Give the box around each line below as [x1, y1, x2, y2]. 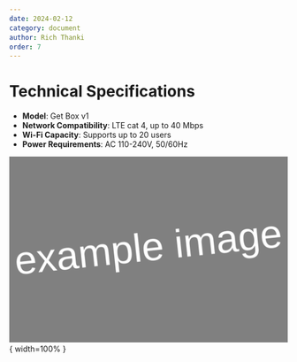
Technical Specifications [9, 81, 196, 102]
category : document [9, 23, 81, 33]
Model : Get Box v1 [21, 111, 89, 121]
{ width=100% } [9, 343, 66, 354]
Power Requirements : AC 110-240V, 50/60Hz [21, 139, 188, 150]
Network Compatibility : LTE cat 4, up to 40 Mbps [21, 120, 204, 131]
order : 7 [9, 42, 42, 51]
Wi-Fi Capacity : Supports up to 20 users [21, 129, 171, 141]
